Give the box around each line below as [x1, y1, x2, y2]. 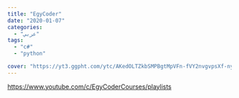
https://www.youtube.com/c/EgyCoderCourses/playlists [7, 82, 172, 91]
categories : [7, 23, 43, 31]
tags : [7, 37, 23, 44]
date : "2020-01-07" [7, 17, 65, 24]
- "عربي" [14, 30, 40, 38]
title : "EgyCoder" [7, 10, 62, 18]
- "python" [14, 50, 46, 58]
